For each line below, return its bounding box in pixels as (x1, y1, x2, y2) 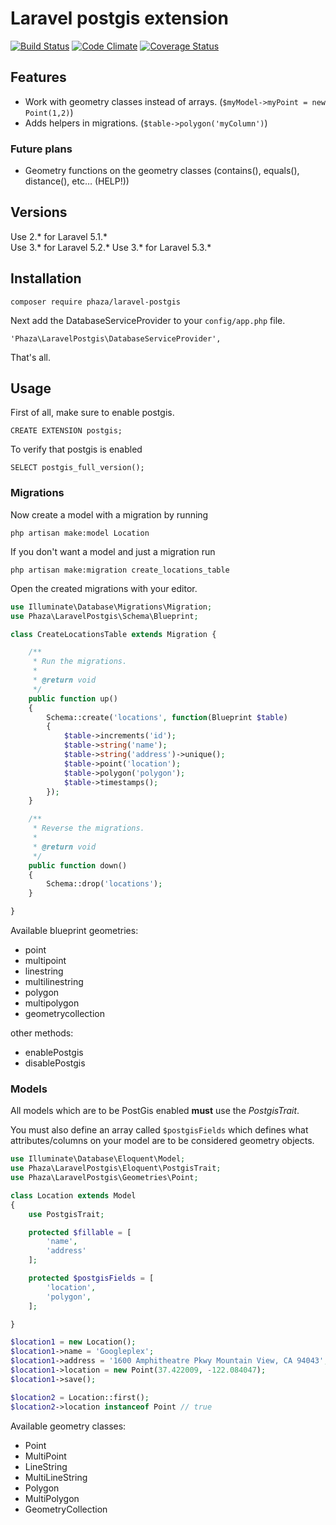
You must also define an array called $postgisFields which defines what (10, 1124, 309, 1136)
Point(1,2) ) (24, 106, 74, 118)
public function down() (28, 860, 128, 871)
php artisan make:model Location (10, 528, 150, 538)
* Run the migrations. (32, 657, 128, 667)
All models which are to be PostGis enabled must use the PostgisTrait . (10, 1105, 300, 1117)
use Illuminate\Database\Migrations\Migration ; (10, 602, 213, 612)
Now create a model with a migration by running (10, 508, 209, 521)
